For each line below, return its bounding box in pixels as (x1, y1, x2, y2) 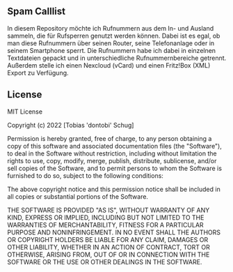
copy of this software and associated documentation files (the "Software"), (7, 142, 223, 150)
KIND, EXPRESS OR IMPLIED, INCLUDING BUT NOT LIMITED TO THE (7, 213, 204, 222)
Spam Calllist (7, 6, 66, 17)
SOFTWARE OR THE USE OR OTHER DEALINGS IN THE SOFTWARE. (7, 257, 202, 266)
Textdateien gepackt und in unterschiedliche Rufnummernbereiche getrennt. (7, 54, 227, 62)
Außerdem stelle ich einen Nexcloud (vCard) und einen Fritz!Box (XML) (7, 61, 211, 69)
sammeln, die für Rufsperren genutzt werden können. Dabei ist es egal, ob (7, 31, 220, 40)
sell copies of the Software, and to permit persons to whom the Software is (7, 164, 223, 172)
